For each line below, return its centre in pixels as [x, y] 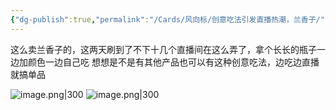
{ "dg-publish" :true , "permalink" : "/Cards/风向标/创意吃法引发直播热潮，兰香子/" [167, 19]
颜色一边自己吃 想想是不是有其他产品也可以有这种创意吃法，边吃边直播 [173, 62]
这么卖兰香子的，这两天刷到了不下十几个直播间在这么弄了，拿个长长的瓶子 [163, 49]
